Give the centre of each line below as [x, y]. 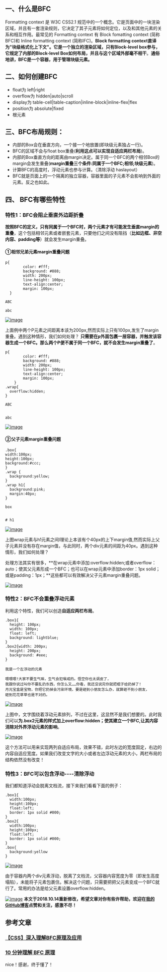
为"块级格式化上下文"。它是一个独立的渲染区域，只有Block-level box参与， [83, 47]
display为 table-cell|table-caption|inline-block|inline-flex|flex [75, 102]
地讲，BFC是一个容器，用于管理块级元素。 [49, 59]
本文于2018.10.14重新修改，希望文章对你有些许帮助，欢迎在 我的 [89, 899]
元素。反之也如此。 [32, 182]
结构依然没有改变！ [25, 759]
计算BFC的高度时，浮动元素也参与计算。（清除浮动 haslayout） [76, 170]
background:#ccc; [23, 463]
